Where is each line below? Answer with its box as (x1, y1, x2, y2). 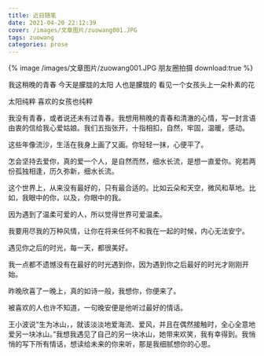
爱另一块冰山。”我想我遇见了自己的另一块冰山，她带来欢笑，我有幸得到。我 (8, 329, 249, 339)
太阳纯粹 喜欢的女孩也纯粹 (8, 97, 93, 106)
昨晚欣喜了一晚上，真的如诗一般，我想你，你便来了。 (8, 286, 181, 295)
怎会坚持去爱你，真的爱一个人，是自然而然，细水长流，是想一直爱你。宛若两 (8, 156, 256, 166)
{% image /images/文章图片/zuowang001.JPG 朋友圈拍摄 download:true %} (8, 64, 254, 73)
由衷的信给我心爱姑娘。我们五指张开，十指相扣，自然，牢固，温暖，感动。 (8, 123, 249, 133)
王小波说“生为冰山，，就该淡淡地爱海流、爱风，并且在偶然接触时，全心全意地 (8, 320, 256, 329)
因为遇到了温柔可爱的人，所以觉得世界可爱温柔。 (8, 210, 167, 219)
